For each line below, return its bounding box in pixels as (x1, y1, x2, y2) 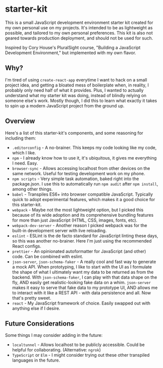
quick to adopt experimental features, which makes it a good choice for (12, 196, 155, 202)
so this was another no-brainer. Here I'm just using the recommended (12, 238, 152, 244)
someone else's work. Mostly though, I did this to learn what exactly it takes (5, 98, 157, 103)
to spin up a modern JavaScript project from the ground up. (5, 102, 125, 108)
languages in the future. (12, 357, 60, 363)
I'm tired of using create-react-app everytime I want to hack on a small (5, 77, 147, 82)
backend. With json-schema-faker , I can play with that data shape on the (12, 274, 157, 280)
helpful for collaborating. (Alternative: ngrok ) (12, 347, 101, 353)
